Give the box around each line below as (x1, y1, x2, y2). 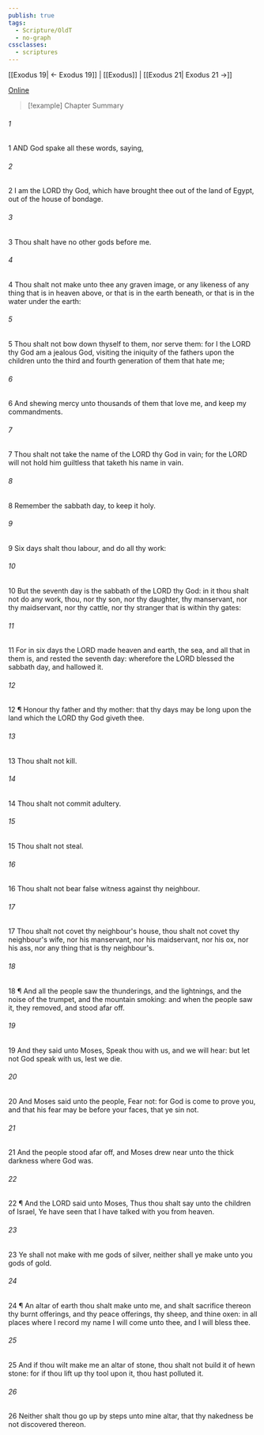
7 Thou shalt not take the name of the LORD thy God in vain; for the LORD (8, 450, 247, 459)
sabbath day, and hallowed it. (8, 662, 104, 672)
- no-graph (15, 33, 51, 42)
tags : (8, 19, 26, 27)
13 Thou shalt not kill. (8, 756, 77, 765)
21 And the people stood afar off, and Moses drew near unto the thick (8, 1148, 235, 1157)
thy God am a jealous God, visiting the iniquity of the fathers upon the (8, 347, 235, 357)
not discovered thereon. (8, 1420, 87, 1429)
